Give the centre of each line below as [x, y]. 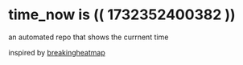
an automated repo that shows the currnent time [89, 37]
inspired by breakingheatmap [57, 52]
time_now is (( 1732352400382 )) [122, 15]
